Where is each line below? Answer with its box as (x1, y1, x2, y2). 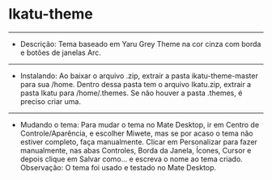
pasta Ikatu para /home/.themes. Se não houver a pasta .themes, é (19, 88, 243, 98)
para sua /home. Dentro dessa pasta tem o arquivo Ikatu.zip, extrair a (19, 79, 252, 89)
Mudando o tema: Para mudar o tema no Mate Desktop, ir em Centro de (19, 119, 260, 129)
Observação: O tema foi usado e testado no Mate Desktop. (19, 162, 217, 172)
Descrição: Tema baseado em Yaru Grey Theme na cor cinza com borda (19, 39, 261, 48)
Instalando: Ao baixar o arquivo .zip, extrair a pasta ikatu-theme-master (19, 70, 259, 81)
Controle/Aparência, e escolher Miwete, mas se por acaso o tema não (19, 128, 253, 138)
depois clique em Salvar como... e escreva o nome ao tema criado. (19, 154, 243, 164)
